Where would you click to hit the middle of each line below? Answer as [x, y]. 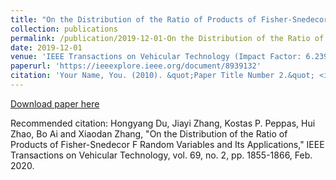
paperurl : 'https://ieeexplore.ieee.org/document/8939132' [136, 66]
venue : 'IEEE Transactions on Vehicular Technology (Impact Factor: [156, 57]
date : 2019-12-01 [46, 47]
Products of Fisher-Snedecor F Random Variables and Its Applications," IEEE [167, 144]
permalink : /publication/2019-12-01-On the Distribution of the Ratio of [167, 38]
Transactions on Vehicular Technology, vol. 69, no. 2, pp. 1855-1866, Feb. [161, 155]
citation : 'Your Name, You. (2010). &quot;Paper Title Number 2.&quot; [162, 76]
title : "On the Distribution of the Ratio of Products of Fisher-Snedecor [169, 19]
